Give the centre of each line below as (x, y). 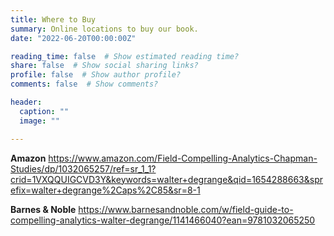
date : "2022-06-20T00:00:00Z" (73, 38)
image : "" (39, 121)
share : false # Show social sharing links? (104, 66)
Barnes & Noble (43, 209)
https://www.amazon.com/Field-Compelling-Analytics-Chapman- (183, 158)
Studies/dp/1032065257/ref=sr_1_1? (83, 168)
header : (26, 102)
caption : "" (44, 111)
